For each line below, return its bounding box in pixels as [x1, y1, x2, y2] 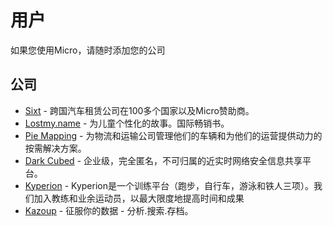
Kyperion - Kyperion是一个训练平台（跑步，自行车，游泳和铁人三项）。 [24, 179, 314, 191]
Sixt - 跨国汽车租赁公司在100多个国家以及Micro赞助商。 [24, 104, 255, 116]
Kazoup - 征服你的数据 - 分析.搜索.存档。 [24, 204, 194, 216]
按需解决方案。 [24, 142, 87, 154]
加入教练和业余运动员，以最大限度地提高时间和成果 [33, 192, 245, 204]
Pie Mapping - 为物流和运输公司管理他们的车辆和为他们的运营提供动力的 [24, 129, 323, 141]
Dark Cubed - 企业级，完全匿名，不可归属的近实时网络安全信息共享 [24, 154, 303, 166]
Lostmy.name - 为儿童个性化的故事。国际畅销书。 [24, 117, 230, 129]
